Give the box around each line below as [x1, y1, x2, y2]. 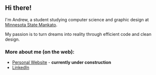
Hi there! [5, 4, 32, 12]
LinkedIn [12, 65, 30, 71]
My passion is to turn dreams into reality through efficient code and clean [5, 31, 152, 37]
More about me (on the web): [5, 48, 75, 55]
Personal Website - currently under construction [12, 60, 111, 65]
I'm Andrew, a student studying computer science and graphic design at [5, 16, 149, 22]
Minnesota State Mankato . [5, 22, 58, 28]
